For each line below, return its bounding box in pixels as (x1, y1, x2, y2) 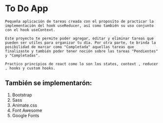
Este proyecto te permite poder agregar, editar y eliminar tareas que (5, 36, 154, 41)
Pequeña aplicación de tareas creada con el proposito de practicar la (5, 19, 154, 24)
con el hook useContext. (5, 27, 56, 32)
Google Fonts (12, 112, 40, 118)
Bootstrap (12, 92, 32, 98)
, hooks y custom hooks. (5, 66, 56, 70)
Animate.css (12, 102, 38, 108)
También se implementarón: (5, 79, 92, 88)
